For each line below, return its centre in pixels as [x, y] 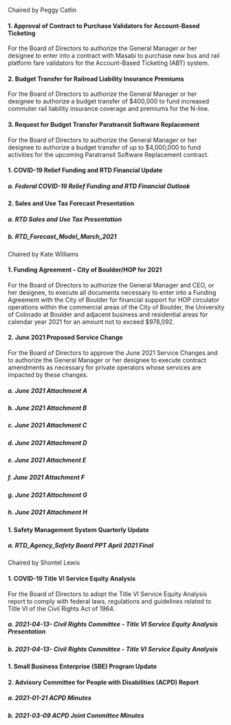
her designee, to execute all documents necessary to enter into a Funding [112, 292]
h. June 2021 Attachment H [48, 512]
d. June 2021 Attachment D [48, 442]
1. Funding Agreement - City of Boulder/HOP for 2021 [85, 270]
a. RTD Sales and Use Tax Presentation [65, 219]
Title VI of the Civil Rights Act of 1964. [62, 609]
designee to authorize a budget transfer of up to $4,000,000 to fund [104, 147]
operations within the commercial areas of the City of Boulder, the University [116, 307]
